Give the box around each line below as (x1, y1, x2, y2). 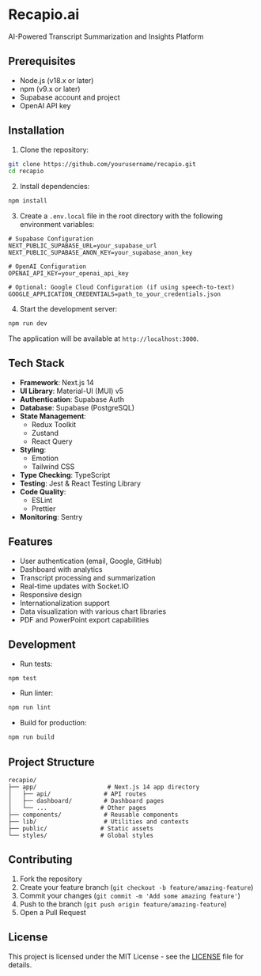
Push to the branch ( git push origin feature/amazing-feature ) (19, 899, 227, 909)
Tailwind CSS (31, 461, 75, 471)
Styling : (19, 444, 47, 454)
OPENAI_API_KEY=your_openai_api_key (8, 270, 129, 278)
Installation (8, 124, 65, 138)
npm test (8, 674, 37, 682)
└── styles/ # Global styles (8, 831, 154, 839)
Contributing (8, 853, 73, 867)
